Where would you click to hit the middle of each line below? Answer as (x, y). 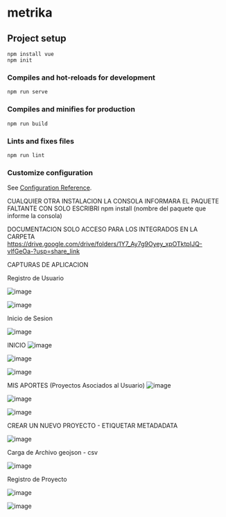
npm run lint (26, 155)
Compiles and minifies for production (71, 109)
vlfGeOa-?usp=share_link (44, 251)
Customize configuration (50, 172)
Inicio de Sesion (30, 318)
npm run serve (28, 92)
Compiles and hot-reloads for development (81, 78)
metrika (30, 13)
